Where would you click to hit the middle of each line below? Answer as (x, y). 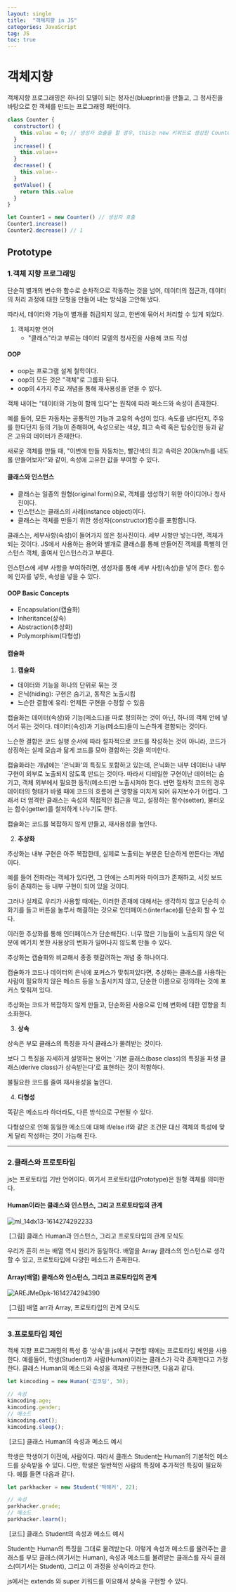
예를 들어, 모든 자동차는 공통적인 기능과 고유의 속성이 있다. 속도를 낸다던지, (109, 418)
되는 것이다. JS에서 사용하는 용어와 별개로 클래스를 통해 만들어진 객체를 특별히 (114, 544)
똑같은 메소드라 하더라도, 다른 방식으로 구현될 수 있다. (80, 1112)
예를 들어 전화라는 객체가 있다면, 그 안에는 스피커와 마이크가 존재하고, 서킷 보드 (115, 878)
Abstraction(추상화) (45, 627)
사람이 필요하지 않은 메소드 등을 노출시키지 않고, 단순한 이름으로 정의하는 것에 (113, 981)
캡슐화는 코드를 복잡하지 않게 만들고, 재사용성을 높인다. (82, 824)
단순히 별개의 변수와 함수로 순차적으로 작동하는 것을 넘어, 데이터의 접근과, (107, 290)
